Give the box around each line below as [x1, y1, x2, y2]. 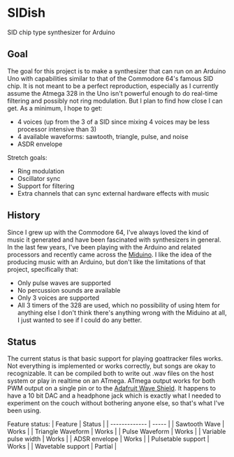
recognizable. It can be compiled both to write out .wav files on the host [7, 369, 214, 378]
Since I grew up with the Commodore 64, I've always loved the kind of [7, 228, 210, 236]
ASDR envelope [17, 140, 63, 148]
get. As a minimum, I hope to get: [7, 103, 103, 113]
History [7, 210, 41, 222]
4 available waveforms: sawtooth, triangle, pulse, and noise [17, 132, 189, 140]
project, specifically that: [7, 265, 79, 273]
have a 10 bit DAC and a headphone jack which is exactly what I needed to [7, 391, 221, 400]
